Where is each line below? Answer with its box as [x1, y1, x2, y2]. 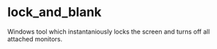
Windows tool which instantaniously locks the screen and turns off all [7, 27, 211, 36]
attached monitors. [7, 34, 62, 43]
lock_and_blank [7, 4, 102, 20]
